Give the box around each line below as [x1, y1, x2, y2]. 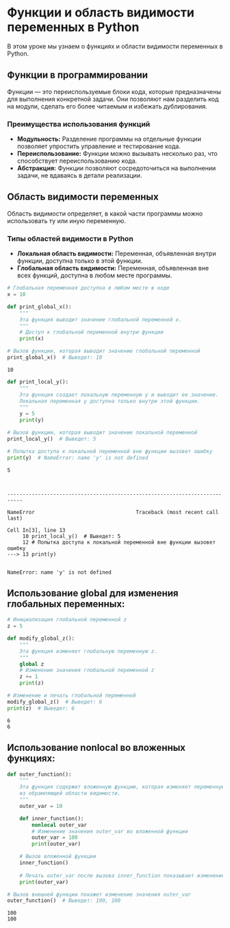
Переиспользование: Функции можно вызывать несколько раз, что [16, 150, 218, 158]
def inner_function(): [19, 815, 84, 822]
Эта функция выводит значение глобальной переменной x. [19, 316, 183, 323]
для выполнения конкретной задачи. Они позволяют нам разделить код [7, 95, 219, 103]
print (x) [19, 335, 44, 343]
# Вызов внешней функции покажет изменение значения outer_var [7, 891, 192, 898]
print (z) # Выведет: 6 [7, 705, 75, 712]
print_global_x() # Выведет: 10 [7, 354, 103, 361]
